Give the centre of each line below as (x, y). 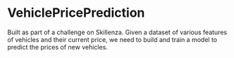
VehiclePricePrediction (76, 13)
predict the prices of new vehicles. (57, 47)
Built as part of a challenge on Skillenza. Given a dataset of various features (117, 32)
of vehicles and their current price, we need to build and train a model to (112, 39)
